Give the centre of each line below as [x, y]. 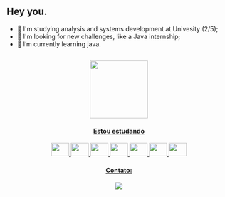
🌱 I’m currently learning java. [59, 44]
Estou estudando [119, 131]
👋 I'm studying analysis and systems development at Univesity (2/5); [117, 28]
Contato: [119, 170]
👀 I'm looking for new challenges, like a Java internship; [99, 36]
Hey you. [27, 12]
